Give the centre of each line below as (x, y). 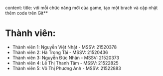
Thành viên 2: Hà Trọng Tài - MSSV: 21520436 (60, 52)
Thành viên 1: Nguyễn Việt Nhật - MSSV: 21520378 (65, 47)
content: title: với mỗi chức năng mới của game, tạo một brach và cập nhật (81, 8)
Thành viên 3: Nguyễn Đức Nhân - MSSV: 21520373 (66, 57)
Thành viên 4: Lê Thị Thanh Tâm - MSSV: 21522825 (65, 63)
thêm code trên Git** (27, 13)
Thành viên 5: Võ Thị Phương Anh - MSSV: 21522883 (67, 68)
